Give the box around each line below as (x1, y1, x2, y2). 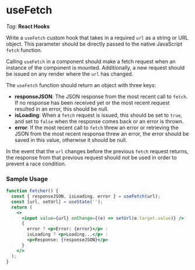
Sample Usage (6, 175, 48, 183)
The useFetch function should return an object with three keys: (6, 81, 156, 88)
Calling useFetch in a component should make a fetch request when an (6, 58, 176, 65)
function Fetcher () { (6, 188, 59, 194)
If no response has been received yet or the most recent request (14, 99, 170, 106)
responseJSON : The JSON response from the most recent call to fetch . (14, 93, 188, 100)
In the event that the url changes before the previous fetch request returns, (6, 147, 189, 155)
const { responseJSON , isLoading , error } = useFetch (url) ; (11, 193, 161, 199)
